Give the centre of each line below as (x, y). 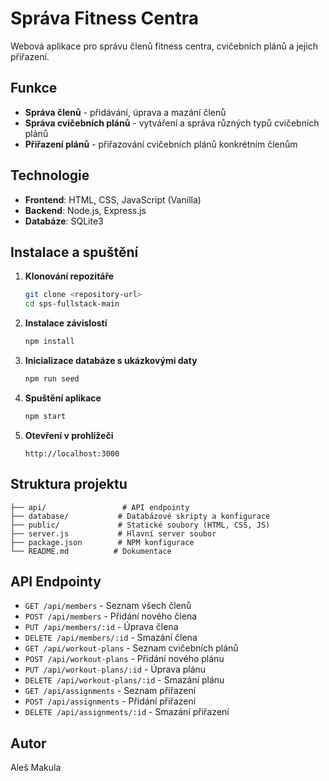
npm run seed (52, 379)
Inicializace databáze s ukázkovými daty (111, 360)
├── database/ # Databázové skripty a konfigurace (140, 516)
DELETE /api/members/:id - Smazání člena (111, 638)
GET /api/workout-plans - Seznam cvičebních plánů (131, 648)
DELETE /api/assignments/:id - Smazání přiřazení (127, 712)
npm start (45, 416)
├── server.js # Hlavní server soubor (113, 533)
